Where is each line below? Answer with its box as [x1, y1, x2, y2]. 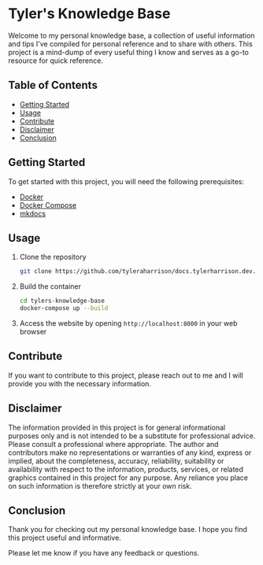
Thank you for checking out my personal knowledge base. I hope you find [8, 525, 248, 534]
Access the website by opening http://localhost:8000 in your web [19, 319, 238, 327]
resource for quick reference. [8, 56, 104, 65]
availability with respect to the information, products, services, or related [8, 464, 244, 474]
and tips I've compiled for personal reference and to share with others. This [8, 39, 254, 48]
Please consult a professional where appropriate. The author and [8, 439, 219, 449]
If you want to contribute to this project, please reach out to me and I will [8, 371, 244, 380]
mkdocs [19, 209, 46, 218]
